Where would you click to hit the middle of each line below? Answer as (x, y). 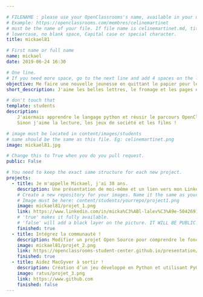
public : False (24, 161)
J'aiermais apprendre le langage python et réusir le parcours (98, 117)
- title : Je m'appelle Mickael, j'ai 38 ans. (70, 184)
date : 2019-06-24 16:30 (36, 62)
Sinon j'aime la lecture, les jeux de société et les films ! (97, 123)
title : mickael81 (28, 40)
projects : (19, 178)
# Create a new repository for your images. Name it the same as (101, 195)
